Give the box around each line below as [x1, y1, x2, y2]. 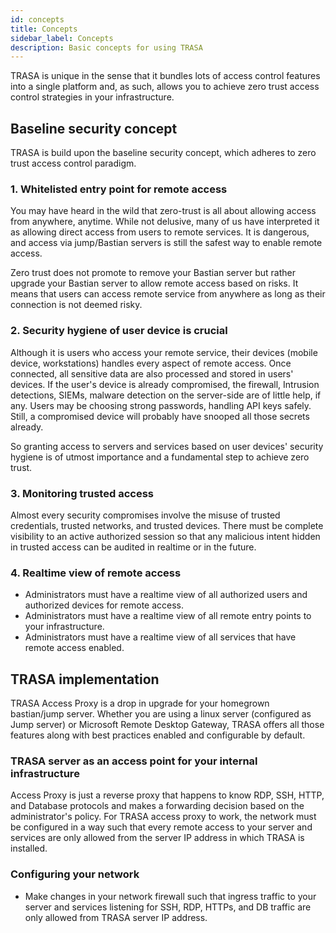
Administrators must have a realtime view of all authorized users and [24, 589, 308, 601]
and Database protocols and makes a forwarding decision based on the [10, 800, 305, 812]
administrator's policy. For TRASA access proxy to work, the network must [10, 811, 317, 823]
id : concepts [10, 14, 65, 25]
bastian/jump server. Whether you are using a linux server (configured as [10, 708, 312, 720]
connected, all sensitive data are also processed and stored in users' [10, 367, 294, 380]
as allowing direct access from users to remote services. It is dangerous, [10, 226, 310, 238]
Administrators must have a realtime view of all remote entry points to [24, 610, 312, 622]
